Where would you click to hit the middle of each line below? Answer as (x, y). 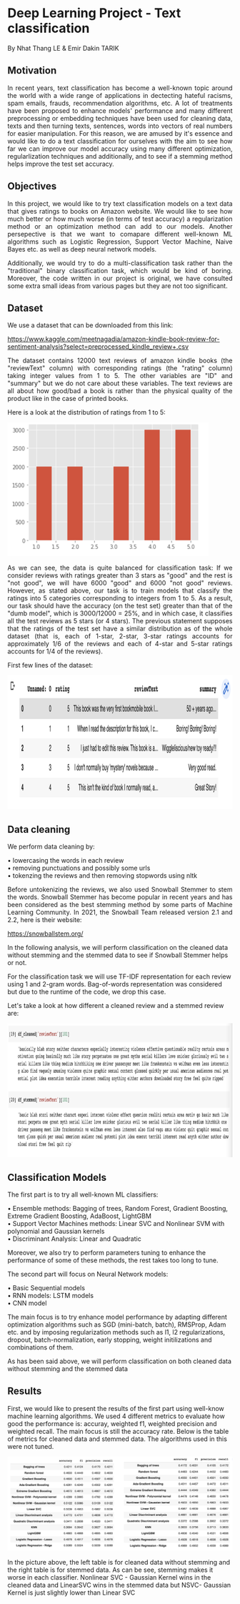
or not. (17, 963)
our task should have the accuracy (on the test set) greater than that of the (120, 606)
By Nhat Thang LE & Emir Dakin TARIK (63, 48)
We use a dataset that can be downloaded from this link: (90, 325)
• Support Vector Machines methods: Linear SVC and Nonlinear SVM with (116, 1223)
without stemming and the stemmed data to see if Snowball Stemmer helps (118, 955)
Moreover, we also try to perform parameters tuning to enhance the (106, 1253)
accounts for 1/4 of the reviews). (55, 651)
